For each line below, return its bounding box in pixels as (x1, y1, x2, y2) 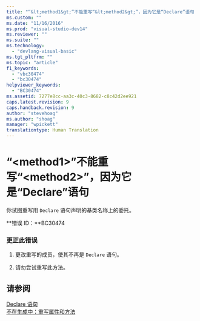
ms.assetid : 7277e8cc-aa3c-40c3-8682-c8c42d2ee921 (6, 93, 137, 99)
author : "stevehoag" (6, 110, 59, 116)
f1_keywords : (6, 65, 39, 71)
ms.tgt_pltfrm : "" (6, 54, 53, 60)
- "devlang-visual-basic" (12, 48, 78, 55)
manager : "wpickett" (6, 122, 59, 128)
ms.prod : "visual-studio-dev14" (6, 25, 88, 32)
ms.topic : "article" (6, 59, 59, 65)
